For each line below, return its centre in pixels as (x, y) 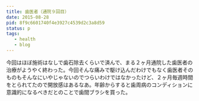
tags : (13, 34)
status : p (18, 28)
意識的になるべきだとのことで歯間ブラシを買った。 (69, 92)
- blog (22, 45)
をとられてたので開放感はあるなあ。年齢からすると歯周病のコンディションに (99, 84)
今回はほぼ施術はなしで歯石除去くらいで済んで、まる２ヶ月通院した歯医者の (99, 62)
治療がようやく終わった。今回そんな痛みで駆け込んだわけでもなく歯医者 (94, 70)
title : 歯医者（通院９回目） (38, 12)
